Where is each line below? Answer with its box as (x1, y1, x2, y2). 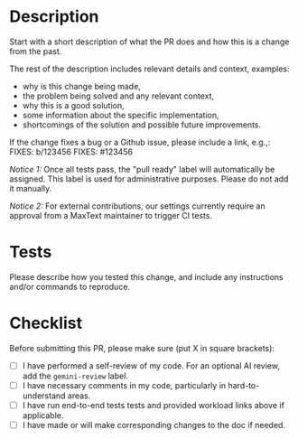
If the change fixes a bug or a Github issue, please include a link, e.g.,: (9, 136, 271, 147)
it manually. (9, 182, 52, 193)
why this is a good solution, (22, 99, 125, 110)
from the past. (9, 45, 62, 56)
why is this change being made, (22, 80, 142, 91)
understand (22, 390, 66, 401)
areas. (67, 390, 91, 401)
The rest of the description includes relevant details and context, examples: (9, 63, 290, 74)
